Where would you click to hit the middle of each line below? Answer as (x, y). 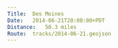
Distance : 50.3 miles (42, 27)
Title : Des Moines (36, 14)
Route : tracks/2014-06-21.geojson (59, 34)
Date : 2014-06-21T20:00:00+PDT (56, 20)
